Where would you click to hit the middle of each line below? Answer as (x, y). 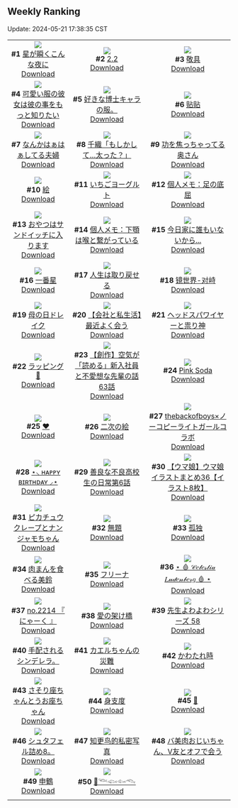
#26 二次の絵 (107, 427)
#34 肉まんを (34, 569)
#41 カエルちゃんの (107, 650)
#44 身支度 (107, 701)
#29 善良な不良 (100, 471)
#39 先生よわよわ (181, 610)
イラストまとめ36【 (184, 477)
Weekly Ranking (44, 12)
